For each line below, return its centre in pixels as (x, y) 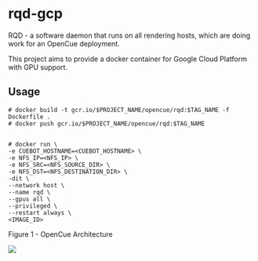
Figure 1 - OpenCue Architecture (61, 234)
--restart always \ (40, 212)
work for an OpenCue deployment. (64, 43)
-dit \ (19, 178)
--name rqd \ (29, 192)
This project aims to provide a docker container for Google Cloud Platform (127, 59)
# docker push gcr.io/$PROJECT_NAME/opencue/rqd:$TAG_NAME (107, 123)
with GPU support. (38, 67)
